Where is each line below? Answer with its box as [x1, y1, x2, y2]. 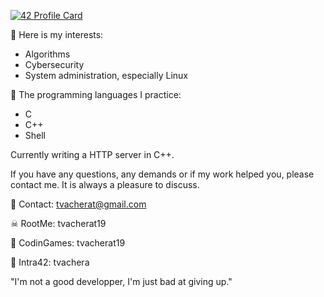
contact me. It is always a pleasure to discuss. [10, 179, 200, 190]
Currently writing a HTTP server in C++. [10, 149, 175, 160]
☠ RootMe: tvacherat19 [10, 218, 107, 229]
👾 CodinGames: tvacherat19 [10, 237, 126, 249]
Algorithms [24, 48, 71, 60]
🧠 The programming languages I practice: [10, 89, 182, 100]
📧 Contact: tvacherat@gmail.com [10, 198, 147, 210]
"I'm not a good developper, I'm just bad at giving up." [10, 276, 233, 287]
